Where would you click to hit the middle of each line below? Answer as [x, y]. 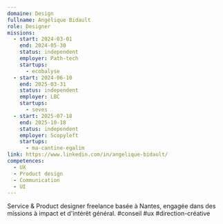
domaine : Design [30, 13]
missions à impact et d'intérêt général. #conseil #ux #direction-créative [109, 214]
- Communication [37, 180]
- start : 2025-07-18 [43, 116]
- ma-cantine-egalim [55, 148]
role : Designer [29, 26]
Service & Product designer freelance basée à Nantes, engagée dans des [111, 206]
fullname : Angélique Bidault [49, 20]
